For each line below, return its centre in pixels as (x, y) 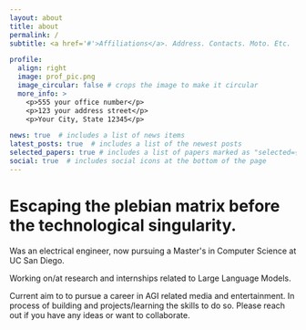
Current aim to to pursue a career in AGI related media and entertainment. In (152, 295)
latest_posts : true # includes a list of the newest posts (126, 144)
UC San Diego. (37, 260)
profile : (26, 60)
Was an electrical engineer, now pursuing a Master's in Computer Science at (153, 251)
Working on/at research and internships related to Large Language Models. (150, 278)
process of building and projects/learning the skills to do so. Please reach (147, 305)
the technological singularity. (123, 225)
